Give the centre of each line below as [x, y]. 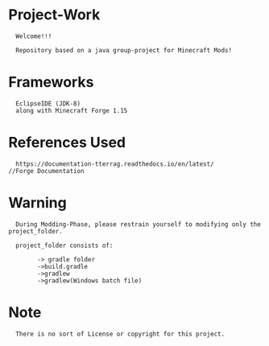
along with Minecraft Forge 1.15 [72, 110]
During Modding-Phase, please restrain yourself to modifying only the [139, 224]
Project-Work [54, 15]
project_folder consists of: [64, 245]
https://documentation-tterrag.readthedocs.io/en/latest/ [115, 164]
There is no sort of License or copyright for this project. [120, 334]
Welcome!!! [34, 36]
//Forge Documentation [46, 171]
